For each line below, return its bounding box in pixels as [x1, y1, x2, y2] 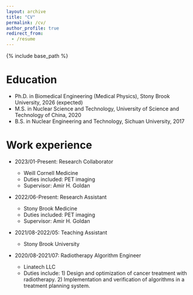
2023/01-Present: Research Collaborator [14, 158, 114, 165]
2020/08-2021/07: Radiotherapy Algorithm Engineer [14, 252, 142, 259]
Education [6, 73, 57, 86]
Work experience [6, 138, 93, 152]
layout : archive [6, 8, 46, 15]
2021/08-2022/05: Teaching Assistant [14, 229, 107, 236]
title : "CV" [6, 14, 35, 20]
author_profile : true [6, 25, 60, 31]
